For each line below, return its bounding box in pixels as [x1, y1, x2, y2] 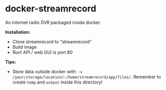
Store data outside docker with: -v [12, 68, 83, 75]
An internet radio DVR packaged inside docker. [5, 19, 101, 25]
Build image [12, 44, 37, 50]
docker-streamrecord [5, 3, 96, 14]
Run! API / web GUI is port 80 [12, 49, 73, 55]
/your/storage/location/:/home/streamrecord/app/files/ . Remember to [12, 74, 161, 80]
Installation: [5, 29, 31, 35]
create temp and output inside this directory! [12, 79, 103, 85]
